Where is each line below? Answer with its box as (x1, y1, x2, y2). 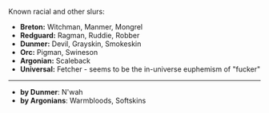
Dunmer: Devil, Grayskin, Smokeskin (19, 39, 142, 49)
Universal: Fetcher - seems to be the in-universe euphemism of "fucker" (19, 64, 261, 74)
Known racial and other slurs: (8, 7, 106, 16)
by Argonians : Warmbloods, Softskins (19, 95, 147, 105)
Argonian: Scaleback (19, 56, 90, 65)
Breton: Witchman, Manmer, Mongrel (19, 22, 143, 31)
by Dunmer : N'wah (19, 88, 83, 96)
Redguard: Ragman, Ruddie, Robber (19, 31, 140, 40)
